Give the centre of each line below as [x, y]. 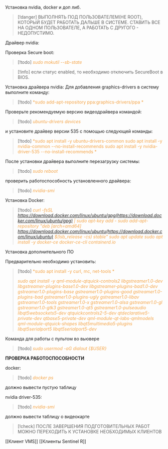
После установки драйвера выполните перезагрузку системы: [73, 161]
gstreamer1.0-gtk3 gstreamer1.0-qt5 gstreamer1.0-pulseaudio [82, 308]
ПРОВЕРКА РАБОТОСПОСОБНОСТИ [45, 358]
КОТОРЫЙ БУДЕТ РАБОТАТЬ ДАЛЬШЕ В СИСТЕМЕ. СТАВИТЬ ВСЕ [89, 22]
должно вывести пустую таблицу [41, 387]
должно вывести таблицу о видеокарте [47, 417]
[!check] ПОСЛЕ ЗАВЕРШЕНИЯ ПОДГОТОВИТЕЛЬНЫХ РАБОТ [84, 426]
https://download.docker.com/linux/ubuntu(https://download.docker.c [90, 231]
